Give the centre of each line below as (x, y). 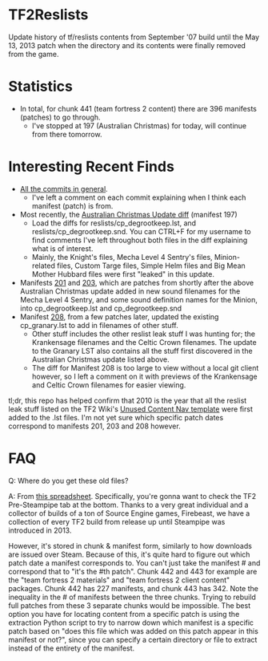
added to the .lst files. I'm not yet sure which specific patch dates (116, 417)
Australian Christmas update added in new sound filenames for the (130, 291)
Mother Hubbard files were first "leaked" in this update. (123, 274)
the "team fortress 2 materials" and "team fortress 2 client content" (119, 580)
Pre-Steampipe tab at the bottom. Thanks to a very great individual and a (128, 505)
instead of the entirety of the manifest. (72, 648)
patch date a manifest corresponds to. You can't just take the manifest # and (134, 562)
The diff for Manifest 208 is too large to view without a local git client (145, 367)
